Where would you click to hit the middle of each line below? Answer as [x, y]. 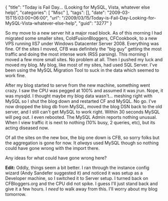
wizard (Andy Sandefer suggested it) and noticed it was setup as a [74, 173]
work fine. [16, 75]
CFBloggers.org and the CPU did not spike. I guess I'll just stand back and [81, 183]
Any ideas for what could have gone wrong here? [56, 158]
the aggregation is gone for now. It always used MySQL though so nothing [82, 143]
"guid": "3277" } [95, 23]
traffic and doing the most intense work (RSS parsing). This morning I [77, 54]
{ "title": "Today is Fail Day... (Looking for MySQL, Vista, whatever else [78, 7]
